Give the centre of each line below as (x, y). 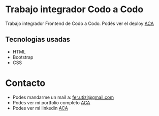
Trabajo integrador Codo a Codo (74, 9)
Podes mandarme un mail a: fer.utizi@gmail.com (63, 97)
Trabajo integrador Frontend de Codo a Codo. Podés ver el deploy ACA (80, 23)
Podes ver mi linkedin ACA (40, 108)
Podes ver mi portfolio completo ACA (51, 102)
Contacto (25, 83)
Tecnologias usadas (38, 39)
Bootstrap (23, 57)
